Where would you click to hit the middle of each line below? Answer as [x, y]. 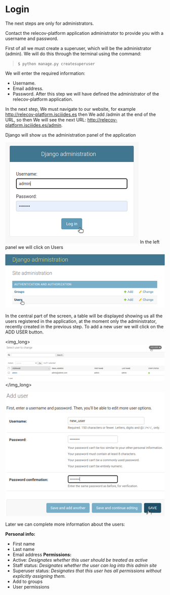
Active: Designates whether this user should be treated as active [80, 560]
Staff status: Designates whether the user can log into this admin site [84, 565]
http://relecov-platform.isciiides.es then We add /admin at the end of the [80, 114]
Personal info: [20, 534]
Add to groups [28, 581]
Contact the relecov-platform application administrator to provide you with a [84, 33]
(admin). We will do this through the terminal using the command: [73, 54]
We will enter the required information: [45, 73]
